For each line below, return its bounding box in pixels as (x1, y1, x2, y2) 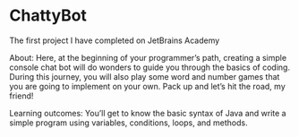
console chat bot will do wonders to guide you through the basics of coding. (9, 62, 291, 73)
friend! (9, 90, 34, 101)
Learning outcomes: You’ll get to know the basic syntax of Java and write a (9, 107, 286, 118)
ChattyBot (9, 5, 88, 26)
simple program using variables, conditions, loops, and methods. (9, 117, 248, 128)
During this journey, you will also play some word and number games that (9, 71, 280, 81)
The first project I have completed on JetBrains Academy (9, 35, 220, 46)
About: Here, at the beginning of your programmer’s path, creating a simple (9, 52, 287, 63)
